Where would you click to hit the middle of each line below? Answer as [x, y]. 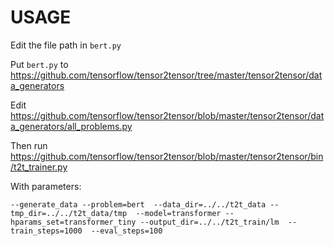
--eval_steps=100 [126, 231]
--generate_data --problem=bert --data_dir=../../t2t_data [138, 204]
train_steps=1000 [46, 231]
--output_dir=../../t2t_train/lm [209, 222]
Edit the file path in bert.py [66, 45]
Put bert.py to [39, 64]
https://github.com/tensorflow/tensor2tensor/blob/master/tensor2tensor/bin [167, 156]
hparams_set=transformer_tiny [73, 222]
